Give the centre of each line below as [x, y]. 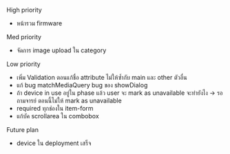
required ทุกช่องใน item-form [55, 108]
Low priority [23, 64]
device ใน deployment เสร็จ [54, 143]
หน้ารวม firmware [39, 23]
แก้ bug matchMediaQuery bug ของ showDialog [82, 85]
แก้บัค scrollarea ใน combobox [57, 116]
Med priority [24, 37]
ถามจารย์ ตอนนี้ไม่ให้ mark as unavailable [69, 100]
